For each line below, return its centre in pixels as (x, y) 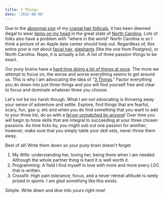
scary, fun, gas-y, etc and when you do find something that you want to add (82, 110)
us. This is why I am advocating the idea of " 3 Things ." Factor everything (78, 79)
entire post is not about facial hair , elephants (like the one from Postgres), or (82, 49)
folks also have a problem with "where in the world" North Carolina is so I (79, 38)
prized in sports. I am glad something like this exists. (65, 181)
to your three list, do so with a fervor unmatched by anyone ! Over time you (80, 115)
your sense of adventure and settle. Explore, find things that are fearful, (77, 104)
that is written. (27, 170)
